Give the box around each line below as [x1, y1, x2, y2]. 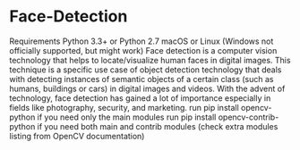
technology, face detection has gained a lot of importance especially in [9, 92, 271, 104]
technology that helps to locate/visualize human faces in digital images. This [9, 54, 291, 65]
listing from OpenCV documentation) [9, 130, 145, 141]
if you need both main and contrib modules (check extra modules [37, 121, 279, 131]
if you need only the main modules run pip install [37, 112, 217, 122]
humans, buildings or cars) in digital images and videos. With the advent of [9, 83, 286, 94]
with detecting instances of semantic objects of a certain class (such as [9, 73, 275, 84]
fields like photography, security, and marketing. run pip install [9, 102, 239, 112]
